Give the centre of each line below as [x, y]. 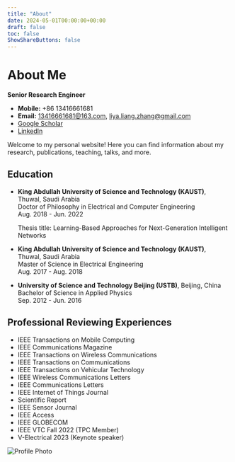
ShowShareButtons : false [44, 40]
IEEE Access [36, 415]
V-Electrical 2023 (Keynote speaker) [71, 437]
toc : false [23, 34]
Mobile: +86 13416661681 [55, 109]
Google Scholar [40, 124]
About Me [37, 75]
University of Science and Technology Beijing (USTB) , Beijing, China [119, 285]
